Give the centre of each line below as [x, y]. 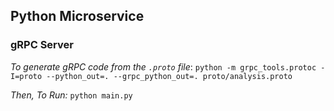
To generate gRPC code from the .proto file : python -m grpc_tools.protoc [163, 66]
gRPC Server [42, 45]
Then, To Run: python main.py [71, 95]
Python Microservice [77, 16]
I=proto [26, 76]
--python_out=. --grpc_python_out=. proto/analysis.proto [169, 76]
